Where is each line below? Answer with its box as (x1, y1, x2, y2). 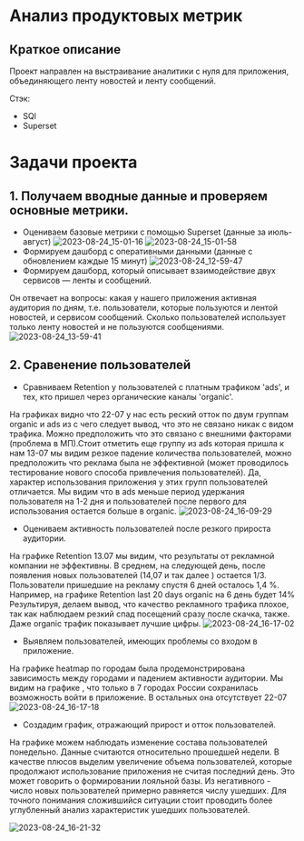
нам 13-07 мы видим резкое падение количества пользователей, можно (9, 447, 292, 458)
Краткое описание (9, 42, 121, 57)
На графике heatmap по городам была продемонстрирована (9, 663, 246, 674)
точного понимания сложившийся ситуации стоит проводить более (9, 795, 273, 806)
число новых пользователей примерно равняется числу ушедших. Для (9, 785, 288, 796)
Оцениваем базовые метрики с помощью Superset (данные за (22, 226, 266, 237)
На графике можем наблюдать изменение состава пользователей (9, 736, 268, 747)
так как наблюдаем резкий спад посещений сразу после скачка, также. (9, 608, 290, 619)
